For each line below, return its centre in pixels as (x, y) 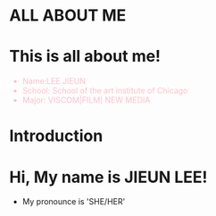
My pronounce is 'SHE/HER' (74, 202)
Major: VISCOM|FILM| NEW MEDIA (86, 100)
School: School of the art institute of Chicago (105, 91)
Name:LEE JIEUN (54, 81)
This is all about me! (85, 57)
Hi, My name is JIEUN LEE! (108, 177)
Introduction (56, 136)
